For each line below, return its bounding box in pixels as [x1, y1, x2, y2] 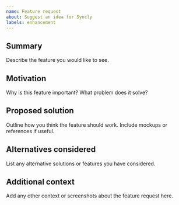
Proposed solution [6, 106, 74, 116]
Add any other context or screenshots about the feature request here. [6, 192, 174, 199]
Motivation [6, 74, 47, 84]
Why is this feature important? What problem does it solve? [6, 89, 148, 96]
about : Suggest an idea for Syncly [6, 14, 93, 20]
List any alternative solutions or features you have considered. [6, 160, 156, 167]
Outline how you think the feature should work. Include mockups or [6, 121, 168, 128]
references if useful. [6, 127, 55, 134]
